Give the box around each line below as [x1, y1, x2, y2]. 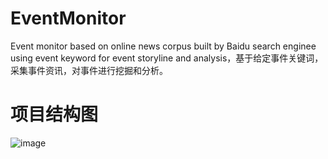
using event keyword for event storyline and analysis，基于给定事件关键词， [10, 52, 324, 64]
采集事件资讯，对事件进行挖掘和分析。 [10, 64, 168, 76]
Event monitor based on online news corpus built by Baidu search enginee [10, 40, 317, 52]
